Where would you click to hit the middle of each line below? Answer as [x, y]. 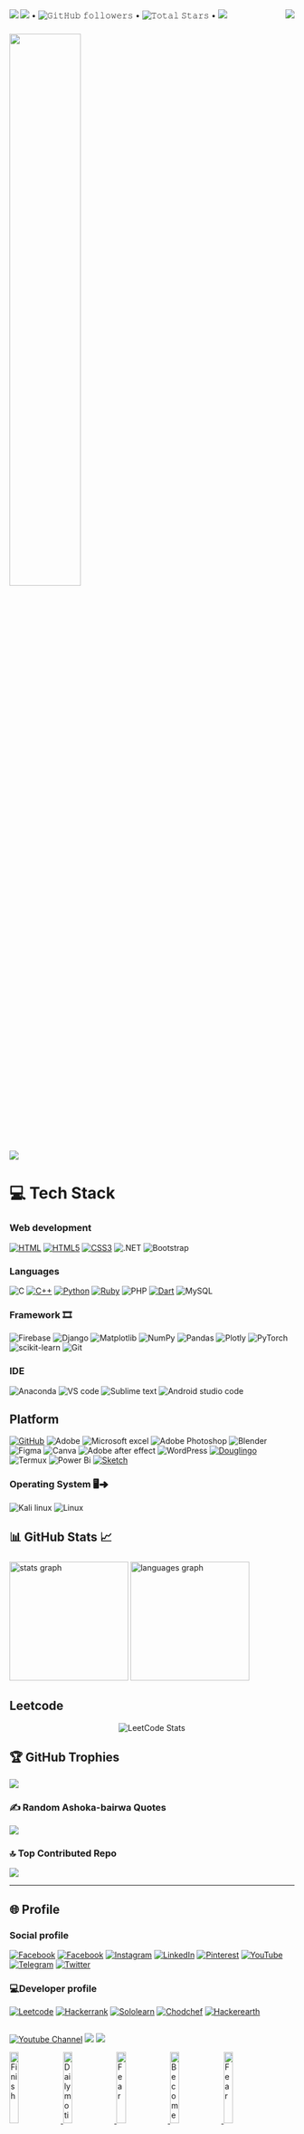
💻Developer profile [53, 1988]
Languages [35, 1271]
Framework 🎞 [41, 1314]
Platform [34, 1419]
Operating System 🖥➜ [59, 1485]
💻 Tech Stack [62, 1193]
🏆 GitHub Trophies [65, 1758]
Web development [51, 1228]
